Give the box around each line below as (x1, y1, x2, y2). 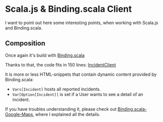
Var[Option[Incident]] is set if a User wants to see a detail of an (12, 91, 143, 97)
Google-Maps (5, 111, 33, 117)
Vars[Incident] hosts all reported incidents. (12, 86, 101, 92)
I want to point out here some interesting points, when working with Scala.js (5, 20, 159, 26)
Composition (5, 39, 46, 48)
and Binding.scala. (5, 25, 43, 30)
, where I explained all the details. (32, 111, 101, 117)
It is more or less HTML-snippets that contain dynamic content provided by (5, 71, 157, 77)
